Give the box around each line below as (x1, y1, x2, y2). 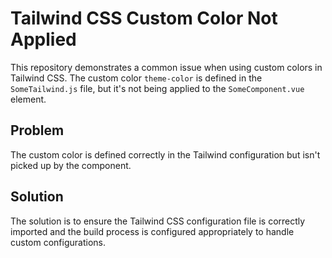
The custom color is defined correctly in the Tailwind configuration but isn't (10, 148, 321, 161)
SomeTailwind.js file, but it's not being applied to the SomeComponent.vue (10, 82, 305, 94)
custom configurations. (10, 236, 106, 248)
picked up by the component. (10, 159, 132, 171)
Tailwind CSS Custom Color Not (10, 7, 278, 30)
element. (10, 93, 47, 105)
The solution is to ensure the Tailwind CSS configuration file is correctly (10, 215, 306, 227)
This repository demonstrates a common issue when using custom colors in (10, 61, 323, 73)
